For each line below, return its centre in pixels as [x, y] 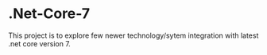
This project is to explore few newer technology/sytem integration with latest [133, 35]
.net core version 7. [40, 43]
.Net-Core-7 [49, 14]
